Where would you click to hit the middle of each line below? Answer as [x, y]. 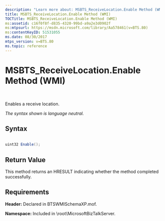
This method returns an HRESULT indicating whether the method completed [82, 172]
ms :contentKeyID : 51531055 [33, 32]
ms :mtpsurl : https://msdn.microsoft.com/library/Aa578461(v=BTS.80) [77, 28]
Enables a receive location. [32, 104]
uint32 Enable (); [23, 145]
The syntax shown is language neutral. [45, 113]
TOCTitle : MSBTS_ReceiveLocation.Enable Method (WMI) [61, 19]
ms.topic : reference [26, 46]
